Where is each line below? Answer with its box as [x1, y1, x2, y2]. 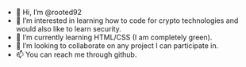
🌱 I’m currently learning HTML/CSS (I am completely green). [15, 32, 213, 42]
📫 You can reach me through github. [15, 50, 137, 59]
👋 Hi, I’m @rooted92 [15, 8, 82, 17]
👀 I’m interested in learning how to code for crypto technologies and [15, 16, 239, 25]
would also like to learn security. [15, 24, 121, 33]
